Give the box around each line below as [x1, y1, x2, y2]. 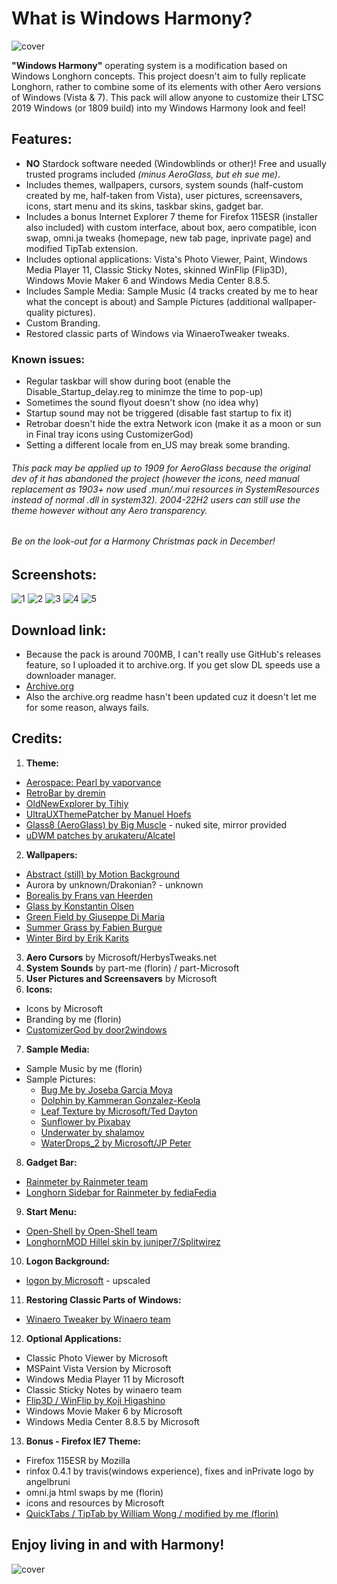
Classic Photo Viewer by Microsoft [25, 1352, 168, 1364]
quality [25, 306, 55, 318]
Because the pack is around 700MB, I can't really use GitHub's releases [25, 648, 322, 661]
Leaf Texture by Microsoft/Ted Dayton [40, 1105, 198, 1117]
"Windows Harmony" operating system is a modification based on [11, 59, 288, 71]
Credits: [11, 730, 63, 747]
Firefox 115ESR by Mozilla [25, 1454, 131, 1466]
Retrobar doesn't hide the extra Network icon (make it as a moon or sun [25, 418, 322, 430]
